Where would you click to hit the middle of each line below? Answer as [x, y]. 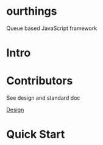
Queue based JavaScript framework [52, 28]
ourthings [32, 11]
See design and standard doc [43, 98]
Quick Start [36, 134]
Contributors [40, 81]
